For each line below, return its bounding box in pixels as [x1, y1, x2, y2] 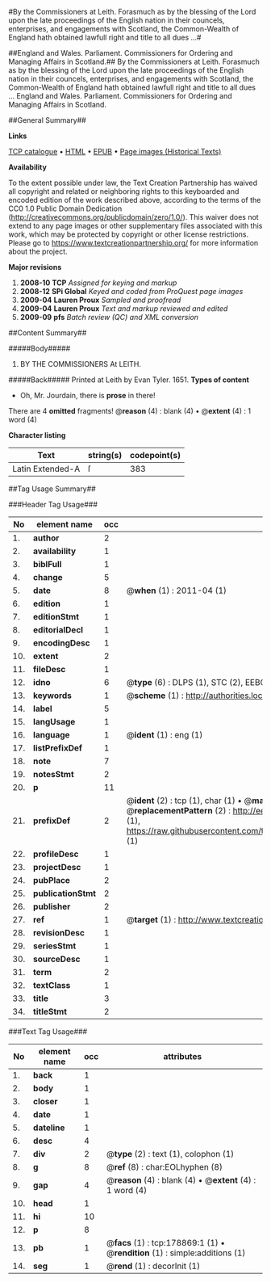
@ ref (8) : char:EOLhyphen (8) [106, 1162, 223, 1172]
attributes [163, 1051, 202, 1061]
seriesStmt [33, 940, 77, 952]
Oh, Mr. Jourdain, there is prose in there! [19, 391, 156, 400]
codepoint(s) [130, 450, 181, 460]
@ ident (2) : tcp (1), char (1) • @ [126, 795, 252, 806]
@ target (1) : [126, 914, 177, 925]
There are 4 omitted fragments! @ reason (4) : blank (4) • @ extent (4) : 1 [8, 406, 252, 415]
